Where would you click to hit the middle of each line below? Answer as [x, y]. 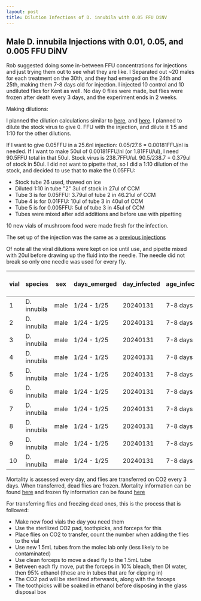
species [37, 284]
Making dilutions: [28, 109]
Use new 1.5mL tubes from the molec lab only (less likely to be [92, 548]
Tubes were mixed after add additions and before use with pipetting [98, 214]
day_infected [141, 284]
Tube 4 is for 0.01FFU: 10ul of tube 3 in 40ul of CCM [79, 201]
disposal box [31, 592]
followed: [18, 510]
